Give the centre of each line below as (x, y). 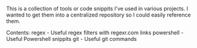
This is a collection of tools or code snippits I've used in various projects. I (97, 9)
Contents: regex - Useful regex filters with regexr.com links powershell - (95, 33)
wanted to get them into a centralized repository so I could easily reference (98, 15)
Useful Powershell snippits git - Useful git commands (72, 39)
